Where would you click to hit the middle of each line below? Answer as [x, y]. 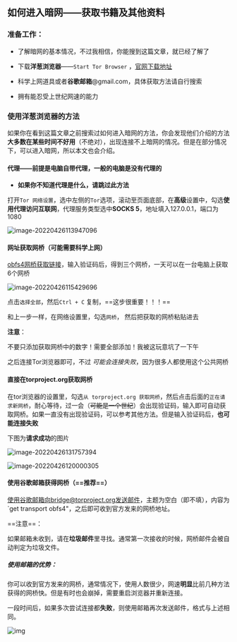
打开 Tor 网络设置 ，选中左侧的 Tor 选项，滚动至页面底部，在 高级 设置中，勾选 [115, 200]
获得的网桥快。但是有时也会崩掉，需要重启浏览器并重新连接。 [97, 593]
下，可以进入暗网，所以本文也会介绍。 [63, 150]
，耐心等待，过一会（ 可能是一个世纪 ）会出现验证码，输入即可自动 [124, 405]
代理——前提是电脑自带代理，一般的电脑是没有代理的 [85, 168]
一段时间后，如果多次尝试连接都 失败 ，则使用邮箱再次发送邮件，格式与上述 [115, 607]
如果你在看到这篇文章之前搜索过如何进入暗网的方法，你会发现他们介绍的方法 [119, 133]
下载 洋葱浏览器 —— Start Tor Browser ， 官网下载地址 [95, 66]
